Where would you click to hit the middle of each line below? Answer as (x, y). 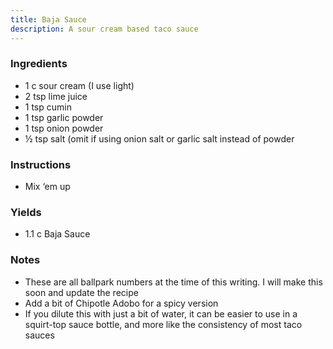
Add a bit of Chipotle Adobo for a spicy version (121, 303)
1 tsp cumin (48, 107)
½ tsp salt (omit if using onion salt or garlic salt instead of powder (159, 138)
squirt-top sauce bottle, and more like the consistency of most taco (163, 324)
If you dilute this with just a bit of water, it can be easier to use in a (161, 313)
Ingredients (39, 64)
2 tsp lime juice (56, 96)
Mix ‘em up (47, 187)
